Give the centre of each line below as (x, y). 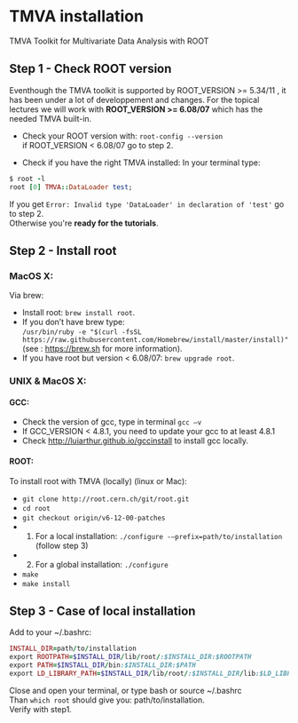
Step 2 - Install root (63, 250)
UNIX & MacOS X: (48, 381)
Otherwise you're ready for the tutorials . (84, 223)
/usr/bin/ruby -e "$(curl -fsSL (82, 332)
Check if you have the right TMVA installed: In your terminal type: (141, 163)
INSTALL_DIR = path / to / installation (73, 649)
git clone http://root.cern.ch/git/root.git (106, 499)
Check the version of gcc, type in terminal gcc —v (112, 422)
